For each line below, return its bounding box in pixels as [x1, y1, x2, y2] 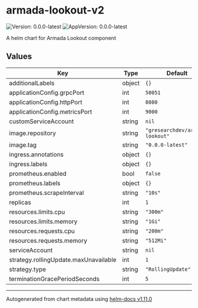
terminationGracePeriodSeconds [9, 274, 100, 283]
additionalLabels [9, 79, 55, 87]
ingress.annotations [9, 150, 64, 158]
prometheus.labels [9, 179, 61, 187]
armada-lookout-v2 [6, 4, 105, 17]
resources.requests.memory [9, 236, 87, 244]
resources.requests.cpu [9, 227, 75, 235]
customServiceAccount [9, 117, 74, 125]
